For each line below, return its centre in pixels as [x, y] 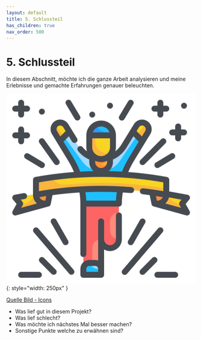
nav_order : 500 [25, 32]
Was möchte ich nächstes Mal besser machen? [73, 324]
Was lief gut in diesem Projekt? [53, 312]
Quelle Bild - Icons [29, 300]
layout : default [26, 13]
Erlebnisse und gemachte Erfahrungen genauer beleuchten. [80, 86]
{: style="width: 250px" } [37, 288]
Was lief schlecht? [38, 318]
